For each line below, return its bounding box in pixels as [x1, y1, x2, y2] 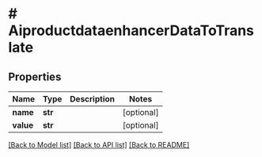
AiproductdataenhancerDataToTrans [8, 21, 255, 40]
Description [70, 94, 115, 104]
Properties [8, 70, 62, 83]
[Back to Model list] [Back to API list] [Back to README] [8, 140, 190, 149]
